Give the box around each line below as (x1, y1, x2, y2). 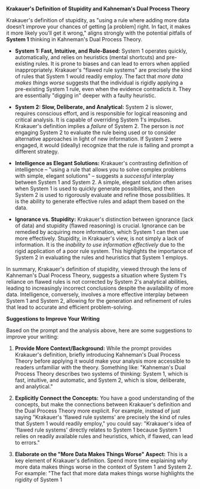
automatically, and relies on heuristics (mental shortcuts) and (14, 54, 165, 60)
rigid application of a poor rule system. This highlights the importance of (14, 248, 193, 254)
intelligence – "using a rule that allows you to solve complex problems (14, 166, 187, 173)
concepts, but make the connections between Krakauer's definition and (14, 401, 191, 408)
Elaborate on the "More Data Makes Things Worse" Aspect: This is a (14, 451, 188, 457)
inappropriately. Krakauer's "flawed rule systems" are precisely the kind (14, 66, 192, 74)
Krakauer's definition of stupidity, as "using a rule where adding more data (6, 17, 189, 23)
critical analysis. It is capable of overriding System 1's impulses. (14, 116, 172, 123)
